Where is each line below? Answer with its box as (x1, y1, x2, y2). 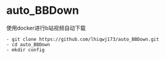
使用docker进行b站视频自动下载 (6, 24, 86, 31)
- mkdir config (6, 46, 45, 53)
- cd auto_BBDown (6, 42, 51, 48)
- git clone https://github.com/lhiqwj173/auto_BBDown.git (6, 36, 160, 42)
